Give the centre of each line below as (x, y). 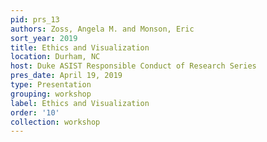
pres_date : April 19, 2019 (66, 76)
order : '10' (35, 112)
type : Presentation (51, 85)
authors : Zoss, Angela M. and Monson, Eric (102, 29)
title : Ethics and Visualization (80, 47)
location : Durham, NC (55, 57)
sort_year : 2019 (44, 38)
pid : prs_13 (35, 19)
